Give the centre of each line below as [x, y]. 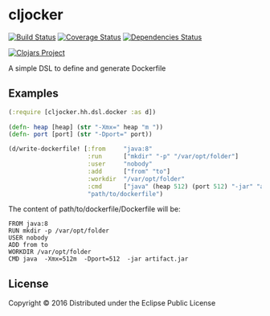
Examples [33, 94]
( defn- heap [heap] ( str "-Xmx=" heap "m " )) [86, 127]
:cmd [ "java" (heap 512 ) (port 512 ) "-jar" [170, 187]
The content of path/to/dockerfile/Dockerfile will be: [94, 209]
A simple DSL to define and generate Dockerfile [87, 68]
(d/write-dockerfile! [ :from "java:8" [80, 149]
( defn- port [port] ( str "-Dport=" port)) [80, 134]
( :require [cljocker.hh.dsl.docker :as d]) [82, 112]
